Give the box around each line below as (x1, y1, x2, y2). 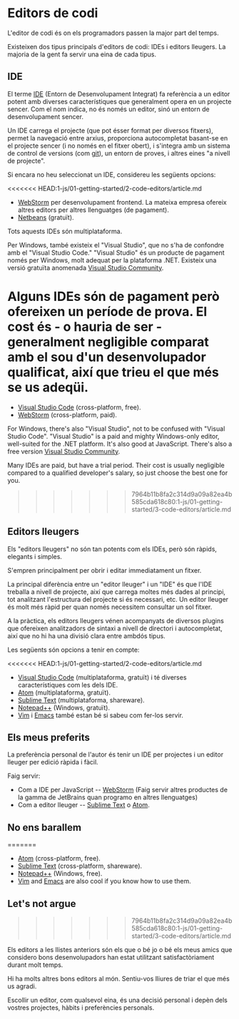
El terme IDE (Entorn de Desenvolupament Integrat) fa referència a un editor (7, 89, 230, 98)
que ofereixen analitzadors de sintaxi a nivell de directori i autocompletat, (7, 624, 223, 633)
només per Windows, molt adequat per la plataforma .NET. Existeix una (7, 255, 217, 265)
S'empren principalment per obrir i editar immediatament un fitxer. (7, 565, 202, 575)
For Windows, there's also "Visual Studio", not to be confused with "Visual (7, 424, 225, 433)
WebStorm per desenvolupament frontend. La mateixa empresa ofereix (17, 198, 227, 206)
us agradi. (7, 982, 37, 990)
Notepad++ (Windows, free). (17, 869, 103, 878)
